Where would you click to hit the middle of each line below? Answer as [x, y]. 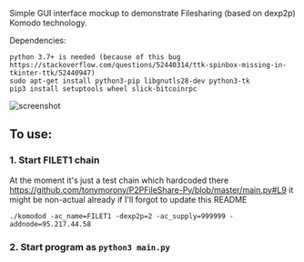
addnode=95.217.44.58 [51, 224]
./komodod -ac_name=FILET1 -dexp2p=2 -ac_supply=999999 [117, 216]
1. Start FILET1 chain [55, 160]
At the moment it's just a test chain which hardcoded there [119, 180]
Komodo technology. [49, 23]
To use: [31, 134]
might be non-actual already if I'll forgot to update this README [128, 199]
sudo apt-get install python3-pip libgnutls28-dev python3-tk [130, 81]
